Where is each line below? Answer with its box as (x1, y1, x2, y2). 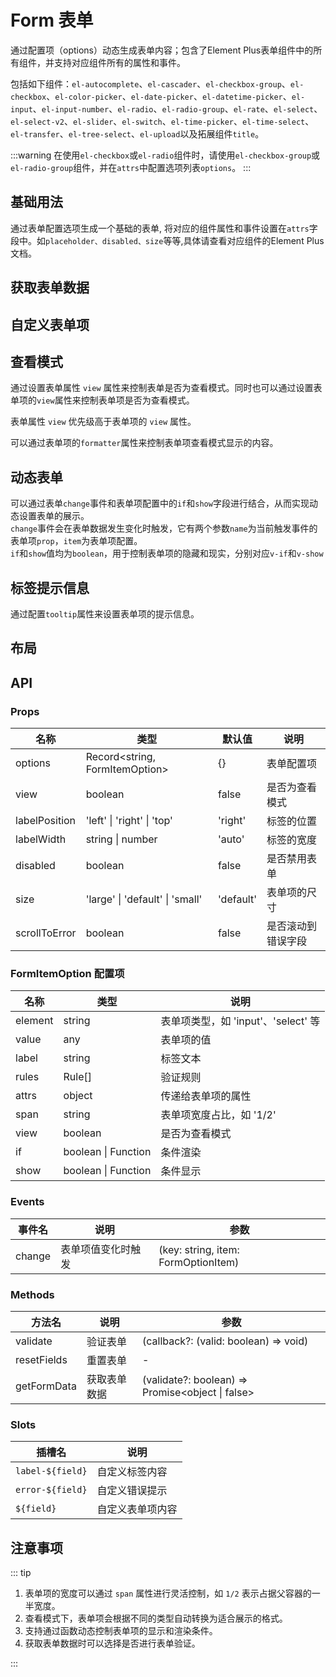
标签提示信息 (10, 579, 90, 596)
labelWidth (15, 832, 67, 846)
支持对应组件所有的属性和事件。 (53, 56, 186, 68)
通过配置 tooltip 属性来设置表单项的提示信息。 (10, 607, 200, 620)
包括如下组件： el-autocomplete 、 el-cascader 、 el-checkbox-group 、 (10, 77, 291, 90)
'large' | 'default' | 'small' (85, 892, 203, 906)
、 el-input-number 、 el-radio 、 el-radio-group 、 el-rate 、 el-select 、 (32, 102, 323, 115)
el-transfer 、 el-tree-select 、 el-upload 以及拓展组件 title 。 (10, 127, 265, 140)
